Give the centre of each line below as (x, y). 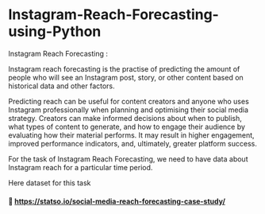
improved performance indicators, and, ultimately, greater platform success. (133, 143)
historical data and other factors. (61, 86)
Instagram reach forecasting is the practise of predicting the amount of (124, 68)
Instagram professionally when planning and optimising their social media (128, 110)
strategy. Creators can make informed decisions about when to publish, (125, 118)
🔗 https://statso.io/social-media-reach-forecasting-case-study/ (117, 201)
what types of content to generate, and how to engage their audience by (127, 126)
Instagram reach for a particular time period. (81, 167)
